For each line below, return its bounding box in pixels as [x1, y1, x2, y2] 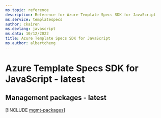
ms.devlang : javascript [5, 26, 56, 32]
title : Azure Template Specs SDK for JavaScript [5, 36, 111, 41]
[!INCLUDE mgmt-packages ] [5, 107, 65, 113]
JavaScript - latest [5, 73, 85, 84]
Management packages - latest [5, 94, 107, 102]
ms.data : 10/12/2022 [5, 31, 49, 36]
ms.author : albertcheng [5, 41, 56, 46]
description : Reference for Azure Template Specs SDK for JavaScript [5, 12, 156, 17]
